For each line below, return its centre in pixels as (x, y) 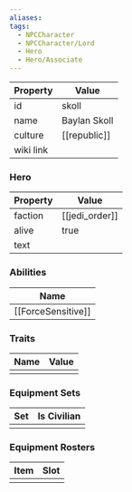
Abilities (28, 273)
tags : (19, 26)
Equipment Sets (45, 392)
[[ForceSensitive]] (53, 311)
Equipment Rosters (52, 448)
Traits (23, 338)
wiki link (31, 150)
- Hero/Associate (50, 60)
